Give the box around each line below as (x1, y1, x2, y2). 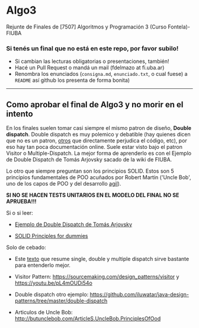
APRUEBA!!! (6, 198, 37, 205)
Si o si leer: (6, 209, 34, 216)
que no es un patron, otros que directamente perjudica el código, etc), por (6, 137, 188, 144)
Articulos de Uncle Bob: (14, 309, 73, 316)
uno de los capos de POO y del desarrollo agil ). (6, 180, 121, 187)
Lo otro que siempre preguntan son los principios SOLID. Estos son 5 (6, 167, 174, 175)
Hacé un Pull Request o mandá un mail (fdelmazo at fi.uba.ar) (14, 64, 165, 71)
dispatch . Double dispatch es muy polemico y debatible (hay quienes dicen (6, 131, 191, 138)
